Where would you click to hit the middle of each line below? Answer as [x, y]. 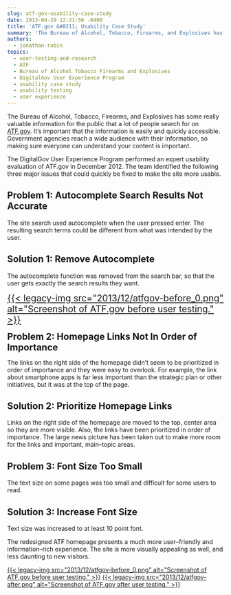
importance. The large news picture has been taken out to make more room [114, 437]
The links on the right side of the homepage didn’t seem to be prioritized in [113, 362]
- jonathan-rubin [38, 46]
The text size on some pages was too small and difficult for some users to [112, 483]
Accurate [27, 206]
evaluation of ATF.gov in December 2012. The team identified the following [113, 167]
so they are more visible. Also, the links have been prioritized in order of [109, 430]
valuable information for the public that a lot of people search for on [103, 124]
